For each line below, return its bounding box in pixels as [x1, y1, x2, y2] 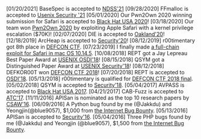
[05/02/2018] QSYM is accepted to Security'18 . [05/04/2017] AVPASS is [6, 81, 185, 89]
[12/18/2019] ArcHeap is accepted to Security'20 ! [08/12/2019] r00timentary [6, 37, 196, 44]
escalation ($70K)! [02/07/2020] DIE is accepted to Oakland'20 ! [6, 31, 165, 38]
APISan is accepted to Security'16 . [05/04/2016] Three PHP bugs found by [6, 113, 191, 120]
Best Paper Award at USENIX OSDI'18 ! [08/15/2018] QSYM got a [6, 56, 165, 63]
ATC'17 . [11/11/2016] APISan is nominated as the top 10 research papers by [6, 94, 190, 101]
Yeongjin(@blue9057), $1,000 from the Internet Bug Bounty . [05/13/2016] [6, 107, 188, 114]
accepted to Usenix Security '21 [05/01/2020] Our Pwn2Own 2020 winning [6, 11, 193, 19]
